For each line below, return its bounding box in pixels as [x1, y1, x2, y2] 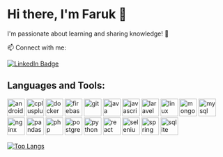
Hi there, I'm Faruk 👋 [7, 6, 127, 22]
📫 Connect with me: [7, 43, 66, 52]
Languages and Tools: [7, 80, 106, 91]
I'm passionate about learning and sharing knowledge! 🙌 [7, 29, 169, 38]
